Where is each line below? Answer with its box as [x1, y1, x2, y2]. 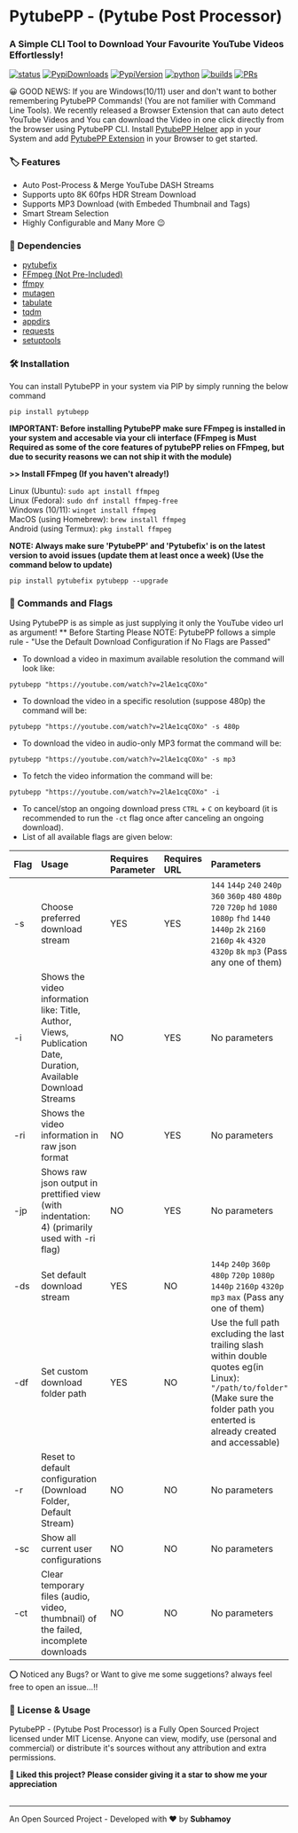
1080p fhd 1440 [210, 913, 271, 923]
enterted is [210, 1414, 256, 1426]
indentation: [41, 1210, 90, 1222]
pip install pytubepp [9, 408, 90, 417]
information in [41, 1129, 99, 1141]
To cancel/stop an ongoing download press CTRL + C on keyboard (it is [21, 803, 278, 813]
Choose [41, 900, 74, 913]
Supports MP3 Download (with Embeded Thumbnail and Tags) [21, 198, 251, 209]
